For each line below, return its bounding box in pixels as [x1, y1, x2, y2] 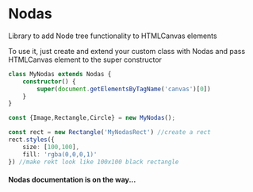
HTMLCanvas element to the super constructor [8, 55, 163, 64]
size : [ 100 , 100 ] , [22, 143, 80, 151]
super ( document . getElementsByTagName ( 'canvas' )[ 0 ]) [36, 85, 212, 93]
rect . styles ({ [8, 136, 56, 144]
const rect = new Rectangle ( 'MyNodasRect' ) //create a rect [8, 129, 212, 136]
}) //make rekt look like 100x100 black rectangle [8, 158, 179, 166]
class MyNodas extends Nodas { [8, 70, 112, 78]
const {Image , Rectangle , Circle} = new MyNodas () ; [8, 114, 176, 122]
